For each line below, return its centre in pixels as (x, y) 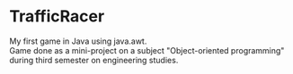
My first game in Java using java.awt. (78, 41)
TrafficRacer (57, 16)
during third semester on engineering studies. (94, 60)
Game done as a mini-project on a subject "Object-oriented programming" (147, 50)
